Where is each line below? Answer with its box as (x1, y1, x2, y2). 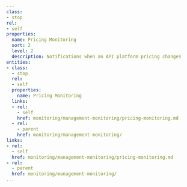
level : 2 (11, 48, 34, 54)
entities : (6, 59, 31, 65)
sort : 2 (11, 43, 31, 49)
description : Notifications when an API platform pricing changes (11, 54, 182, 60)
